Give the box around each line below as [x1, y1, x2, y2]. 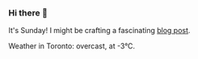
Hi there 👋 [8, 7, 48, 19]
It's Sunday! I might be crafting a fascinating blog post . [8, 26, 191, 36]
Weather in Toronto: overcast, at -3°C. [8, 41, 136, 51]
